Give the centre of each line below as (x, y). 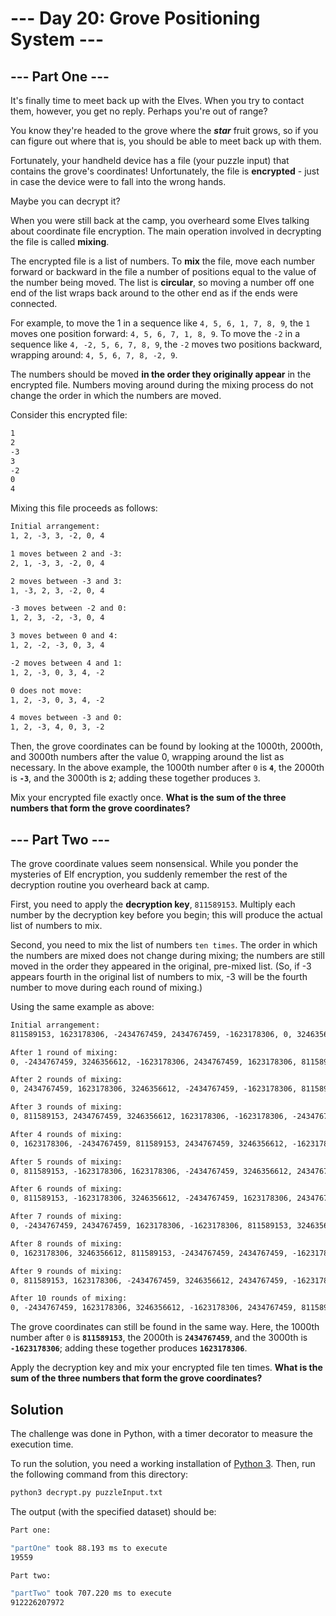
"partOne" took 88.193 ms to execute (89, 1548)
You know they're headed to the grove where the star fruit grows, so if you (164, 130)
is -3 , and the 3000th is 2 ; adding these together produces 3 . (135, 778)
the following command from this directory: (99, 1474)
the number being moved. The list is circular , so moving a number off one (162, 282)
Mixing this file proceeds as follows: (84, 508)
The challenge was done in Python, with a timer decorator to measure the (161, 1433)
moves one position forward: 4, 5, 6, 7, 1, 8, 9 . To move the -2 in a (155, 333)
